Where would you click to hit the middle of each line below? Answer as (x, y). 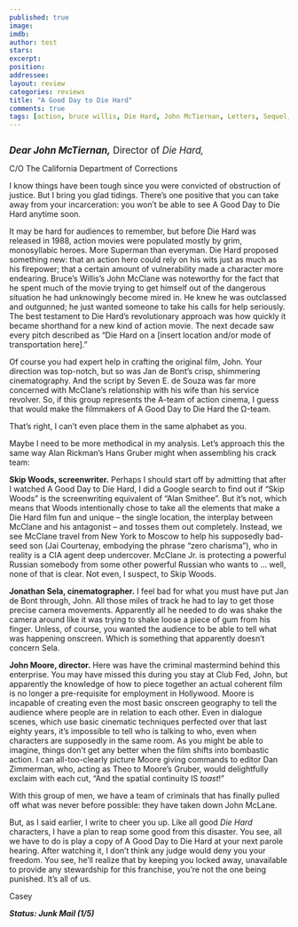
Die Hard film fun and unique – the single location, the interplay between (141, 517)
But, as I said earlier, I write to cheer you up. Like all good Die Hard (131, 822)
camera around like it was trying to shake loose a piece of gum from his (140, 619)
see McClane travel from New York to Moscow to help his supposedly (137, 536)
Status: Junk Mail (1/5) (52, 914)
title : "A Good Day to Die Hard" (71, 100)
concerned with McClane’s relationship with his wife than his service (134, 390)
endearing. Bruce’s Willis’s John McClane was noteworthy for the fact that (144, 279)
